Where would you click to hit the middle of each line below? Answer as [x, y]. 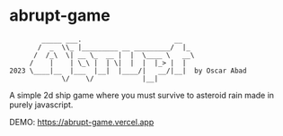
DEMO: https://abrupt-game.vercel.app [82, 122]
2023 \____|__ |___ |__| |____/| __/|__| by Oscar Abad [128, 71]
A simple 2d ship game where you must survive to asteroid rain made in [142, 95]
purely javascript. [41, 105]
